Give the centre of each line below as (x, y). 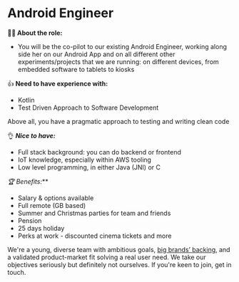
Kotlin (26, 100)
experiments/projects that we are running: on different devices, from (118, 61)
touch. (17, 272)
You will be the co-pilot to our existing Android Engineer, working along (122, 46)
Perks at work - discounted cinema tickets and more (95, 236)
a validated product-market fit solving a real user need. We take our (107, 257)
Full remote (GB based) (52, 205)
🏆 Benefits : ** (28, 181)
